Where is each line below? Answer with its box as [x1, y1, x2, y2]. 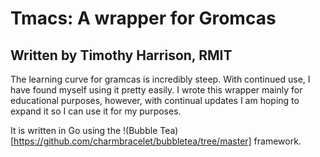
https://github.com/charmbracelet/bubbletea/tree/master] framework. [13, 135, 302, 147]
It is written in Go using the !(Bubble [10, 125, 158, 136]
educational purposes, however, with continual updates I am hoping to [10, 95, 300, 106]
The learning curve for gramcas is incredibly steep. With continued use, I [10, 73, 311, 85]
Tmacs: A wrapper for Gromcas [10, 7, 277, 30]
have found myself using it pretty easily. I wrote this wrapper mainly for [10, 84, 303, 96]
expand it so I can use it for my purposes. [10, 105, 182, 117]
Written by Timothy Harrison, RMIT [10, 47, 233, 64]
